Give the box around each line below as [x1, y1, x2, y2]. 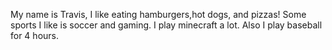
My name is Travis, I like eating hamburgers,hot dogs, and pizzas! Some [10, 9, 307, 20]
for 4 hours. [10, 30, 59, 41]
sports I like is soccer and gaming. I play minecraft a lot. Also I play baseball [10, 19, 323, 31]
